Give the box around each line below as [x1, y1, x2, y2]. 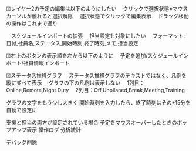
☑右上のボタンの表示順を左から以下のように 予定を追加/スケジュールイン [6, 52, 189, 59]
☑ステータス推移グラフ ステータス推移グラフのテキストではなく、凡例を [6, 72, 187, 79]
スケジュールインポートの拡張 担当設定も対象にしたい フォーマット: [11, 32, 185, 39]
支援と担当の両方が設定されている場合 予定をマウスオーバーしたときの [6, 119, 177, 126]
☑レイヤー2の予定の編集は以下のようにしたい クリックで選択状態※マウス [6, 5, 188, 12]
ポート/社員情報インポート [6, 59, 70, 66]
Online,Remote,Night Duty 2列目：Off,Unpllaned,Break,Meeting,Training [6, 87, 185, 93]
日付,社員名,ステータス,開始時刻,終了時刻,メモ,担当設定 [6, 40, 139, 46]
